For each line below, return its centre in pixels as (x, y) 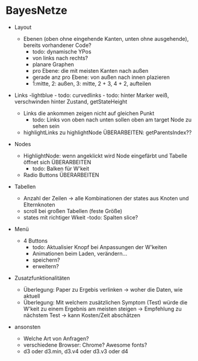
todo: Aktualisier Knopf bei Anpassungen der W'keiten (100, 247)
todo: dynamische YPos (62, 51)
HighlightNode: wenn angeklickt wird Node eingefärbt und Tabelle (105, 156)
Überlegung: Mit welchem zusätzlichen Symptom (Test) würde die (105, 302)
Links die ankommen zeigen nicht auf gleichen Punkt (89, 113)
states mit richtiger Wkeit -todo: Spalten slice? (81, 217)
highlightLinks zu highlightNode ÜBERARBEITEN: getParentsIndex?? (107, 132)
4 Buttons (36, 241)
